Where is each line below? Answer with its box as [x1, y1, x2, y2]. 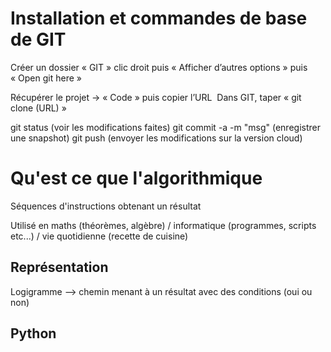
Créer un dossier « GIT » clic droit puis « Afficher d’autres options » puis [10, 61, 308, 73]
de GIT [10, 28, 67, 51]
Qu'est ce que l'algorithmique [10, 167, 263, 190]
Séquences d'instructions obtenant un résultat [10, 200, 202, 212]
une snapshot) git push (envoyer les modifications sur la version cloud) [10, 132, 303, 144]
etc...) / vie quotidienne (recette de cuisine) [10, 230, 189, 242]
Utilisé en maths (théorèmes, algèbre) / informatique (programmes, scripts [10, 219, 317, 231]
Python [10, 325, 57, 342]
